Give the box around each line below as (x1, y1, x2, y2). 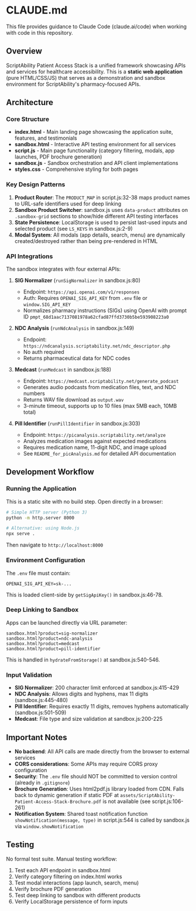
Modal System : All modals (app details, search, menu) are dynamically (14, 231, 185, 238)
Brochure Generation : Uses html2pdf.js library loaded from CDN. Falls (14, 785, 184, 792)
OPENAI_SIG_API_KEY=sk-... (6, 581, 72, 587)
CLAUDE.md (6, 4, 68, 17)
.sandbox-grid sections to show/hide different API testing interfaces (14, 212, 178, 220)
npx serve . (6, 531, 35, 537)
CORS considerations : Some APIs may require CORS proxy (14, 760, 158, 767)
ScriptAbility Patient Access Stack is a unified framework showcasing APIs (6, 62, 186, 69)
